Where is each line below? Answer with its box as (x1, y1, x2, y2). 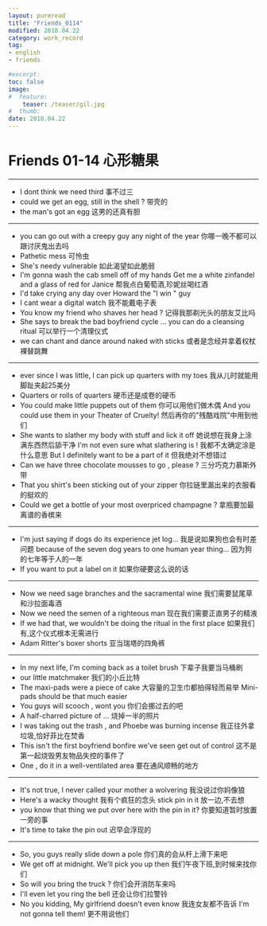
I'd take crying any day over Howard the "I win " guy (19, 288, 192, 298)
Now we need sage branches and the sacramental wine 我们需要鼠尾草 (19, 588, 253, 598)
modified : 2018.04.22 (8, 26, 80, 34)
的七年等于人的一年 (19, 554, 83, 564)
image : (8, 85, 30, 93)
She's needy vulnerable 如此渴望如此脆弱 (19, 260, 155, 271)
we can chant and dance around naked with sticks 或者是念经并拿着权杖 (19, 336, 257, 346)
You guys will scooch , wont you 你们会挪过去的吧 (19, 701, 184, 710)
